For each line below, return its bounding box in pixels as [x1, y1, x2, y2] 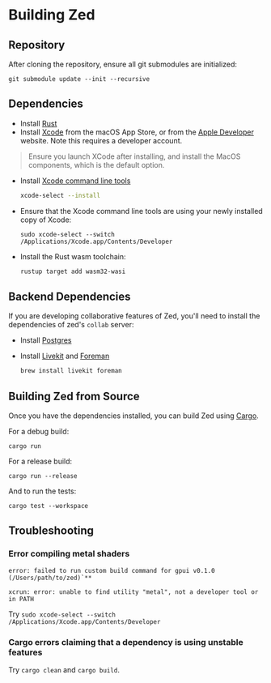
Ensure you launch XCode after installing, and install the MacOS [28, 152, 241, 161]
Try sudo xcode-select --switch [8, 609, 116, 619]
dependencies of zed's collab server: [8, 320, 134, 330]
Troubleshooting [8, 524, 95, 538]
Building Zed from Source [8, 389, 140, 403]
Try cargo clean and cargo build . [8, 665, 120, 675]
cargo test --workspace [8, 502, 89, 510]
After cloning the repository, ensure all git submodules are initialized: [8, 59, 237, 69]
